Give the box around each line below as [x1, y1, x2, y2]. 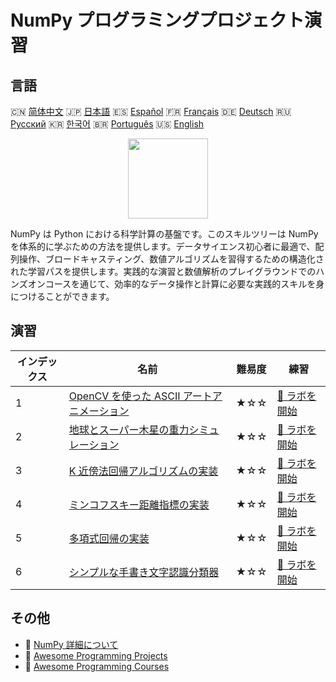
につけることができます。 [10, 291, 115, 302]
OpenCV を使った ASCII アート [68, 389, 213, 403]
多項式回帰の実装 [68, 531, 150, 545]
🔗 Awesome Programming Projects [24, 649, 168, 661]
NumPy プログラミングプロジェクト [10, 9, 305, 32]
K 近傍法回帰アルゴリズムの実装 [68, 464, 219, 478]
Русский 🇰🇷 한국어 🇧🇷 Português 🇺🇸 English [10, 118, 205, 130]
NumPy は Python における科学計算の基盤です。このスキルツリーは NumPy [10, 228, 319, 240]
